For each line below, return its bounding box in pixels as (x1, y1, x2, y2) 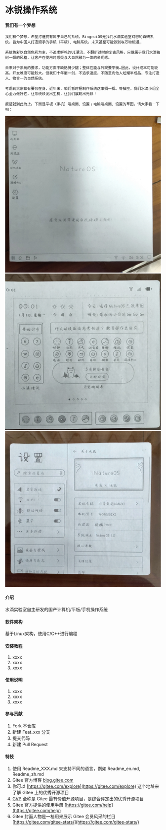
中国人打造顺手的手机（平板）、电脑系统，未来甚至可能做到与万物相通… (19, 40, 142, 45)
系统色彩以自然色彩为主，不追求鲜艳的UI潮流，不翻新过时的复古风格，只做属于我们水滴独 (5, 50, 161, 55)
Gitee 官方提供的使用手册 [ (12, 802, 67, 808)
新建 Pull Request (12, 741, 48, 747)
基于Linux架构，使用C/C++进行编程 (5, 631, 78, 637)
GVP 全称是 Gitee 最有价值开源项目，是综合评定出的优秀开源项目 (12, 796, 144, 802)
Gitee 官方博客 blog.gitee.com (12, 777, 74, 783)
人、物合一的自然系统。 (5, 76, 46, 81)
